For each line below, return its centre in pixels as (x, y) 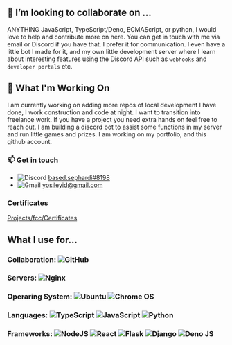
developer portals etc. (40, 66)
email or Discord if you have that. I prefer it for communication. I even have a (116, 44)
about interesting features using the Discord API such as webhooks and (107, 59)
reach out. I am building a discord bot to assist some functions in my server (115, 127)
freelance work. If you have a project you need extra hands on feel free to (112, 119)
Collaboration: (32, 259)
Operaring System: (40, 297)
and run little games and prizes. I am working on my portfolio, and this (107, 134)
